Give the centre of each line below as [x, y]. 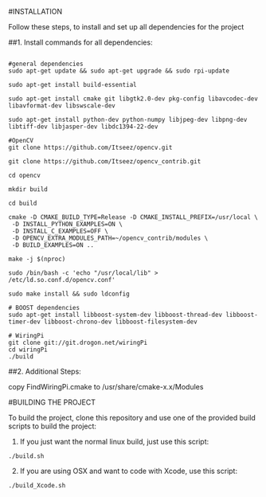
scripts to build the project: [53, 426]
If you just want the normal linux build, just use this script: [114, 442]
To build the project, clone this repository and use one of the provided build [132, 418]
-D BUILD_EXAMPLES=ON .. [53, 245]
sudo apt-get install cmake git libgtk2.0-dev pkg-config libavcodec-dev [133, 99]
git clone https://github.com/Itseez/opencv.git [90, 147]
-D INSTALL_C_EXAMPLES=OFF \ [60, 231]
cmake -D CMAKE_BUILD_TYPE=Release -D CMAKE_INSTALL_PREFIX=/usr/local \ [133, 217]
